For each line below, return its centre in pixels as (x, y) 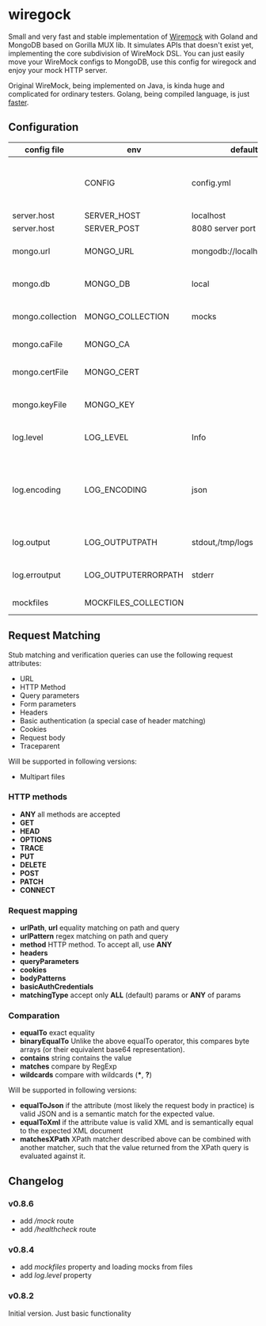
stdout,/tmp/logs (222, 542)
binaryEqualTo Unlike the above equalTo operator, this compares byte (134, 1041)
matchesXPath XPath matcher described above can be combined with (135, 1139)
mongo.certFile (40, 372)
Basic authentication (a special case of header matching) (112, 720)
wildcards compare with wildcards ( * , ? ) (86, 1075)
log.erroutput (36, 574)
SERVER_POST (112, 228)
